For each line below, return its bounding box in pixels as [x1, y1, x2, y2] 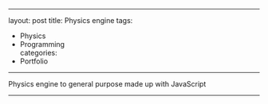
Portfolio [19, 56, 49, 66]
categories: [19, 48, 57, 57]
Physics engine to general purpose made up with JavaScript [8, 79, 207, 88]
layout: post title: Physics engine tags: [8, 16, 133, 25]
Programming [19, 40, 65, 48]
